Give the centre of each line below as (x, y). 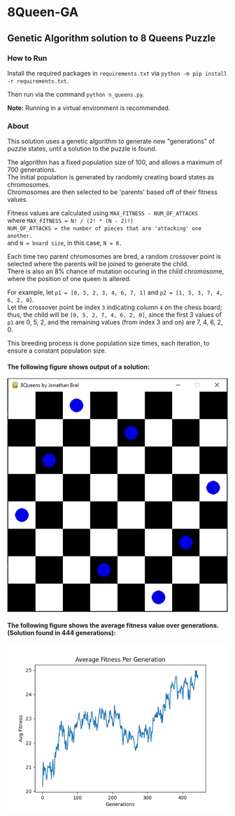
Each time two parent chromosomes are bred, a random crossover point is (114, 257)
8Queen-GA (43, 12)
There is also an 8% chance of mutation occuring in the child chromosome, (116, 271)
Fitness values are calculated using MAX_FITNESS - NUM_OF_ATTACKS (102, 213)
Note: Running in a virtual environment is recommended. (89, 108)
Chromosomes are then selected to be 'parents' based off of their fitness (113, 192)
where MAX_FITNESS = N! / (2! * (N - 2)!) (71, 221)
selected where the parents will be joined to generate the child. (98, 264)
